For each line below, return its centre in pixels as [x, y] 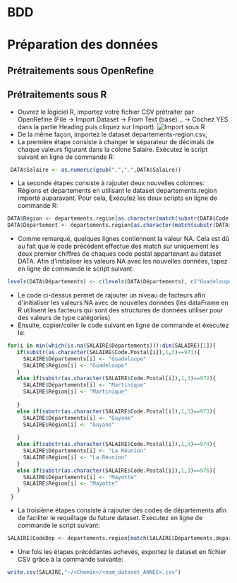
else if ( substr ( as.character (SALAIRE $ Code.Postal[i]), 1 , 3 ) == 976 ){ [116, 471]
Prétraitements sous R [57, 95]
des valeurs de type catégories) [64, 318]
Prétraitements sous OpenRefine [81, 70]
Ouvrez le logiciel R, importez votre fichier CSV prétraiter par [106, 112]
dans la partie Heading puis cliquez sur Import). [87, 126]
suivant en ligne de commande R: [66, 157]
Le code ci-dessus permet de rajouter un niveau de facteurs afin [111, 295]
